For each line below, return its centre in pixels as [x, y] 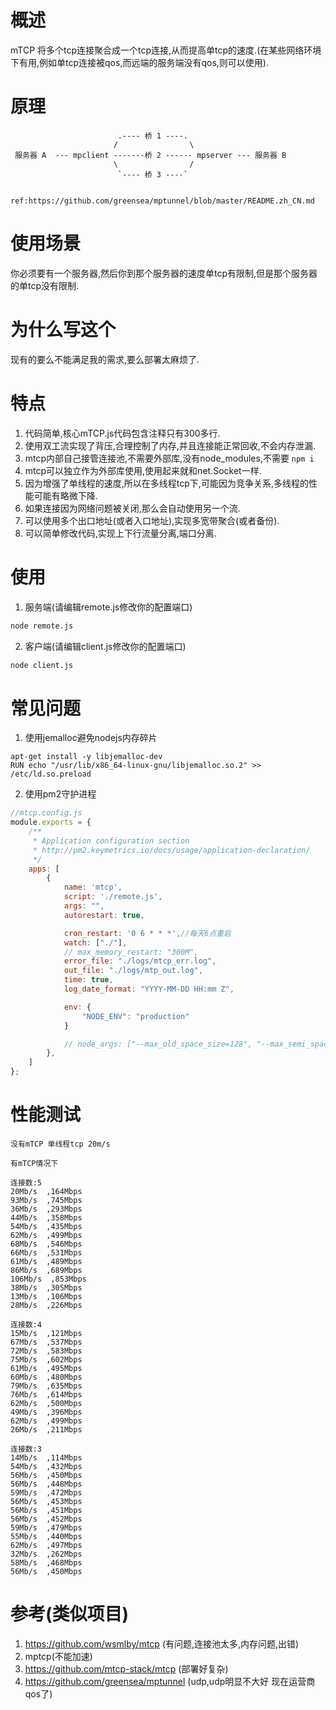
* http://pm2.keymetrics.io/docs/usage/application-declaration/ [171, 850]
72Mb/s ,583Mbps [46, 1351]
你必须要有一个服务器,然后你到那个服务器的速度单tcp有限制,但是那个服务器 [164, 273]
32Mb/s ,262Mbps [46, 1554]
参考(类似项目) [70, 1614]
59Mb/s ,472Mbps [46, 1493]
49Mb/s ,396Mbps [46, 1412]
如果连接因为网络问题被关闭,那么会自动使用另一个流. [132, 508]
